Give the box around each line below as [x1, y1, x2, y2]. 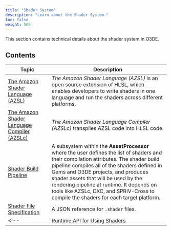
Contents [5, 51, 36, 60]
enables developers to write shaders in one [51, 88, 155, 95]
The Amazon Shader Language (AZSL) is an [51, 75, 158, 82]
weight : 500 [5, 22, 31, 27]
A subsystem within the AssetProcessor [51, 143, 149, 150]
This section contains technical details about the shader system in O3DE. [5, 36, 160, 42]
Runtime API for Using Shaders [51, 217, 126, 224]
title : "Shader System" [5, 7, 56, 13]
